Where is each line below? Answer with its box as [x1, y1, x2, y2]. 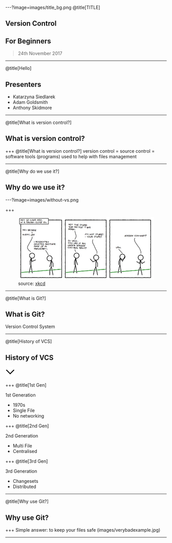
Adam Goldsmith [12, 99, 48, 105]
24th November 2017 [17, 50, 62, 57]
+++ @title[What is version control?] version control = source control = [5, 148, 155, 154]
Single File [12, 407, 35, 413]
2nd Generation [5, 433, 38, 439]
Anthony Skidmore [12, 105, 52, 111]
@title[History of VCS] [5, 338, 52, 345]
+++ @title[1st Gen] [5, 382, 47, 388]
